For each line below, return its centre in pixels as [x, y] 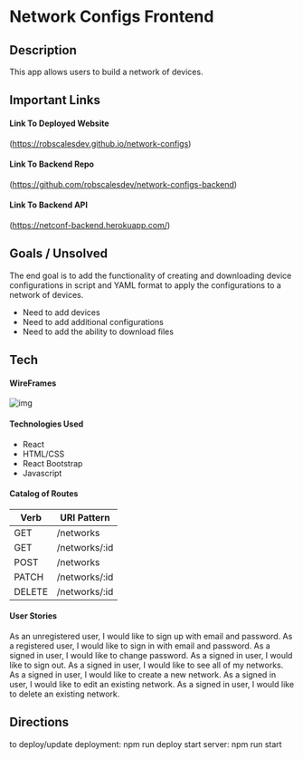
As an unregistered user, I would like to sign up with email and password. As [151, 637]
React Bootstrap [52, 463]
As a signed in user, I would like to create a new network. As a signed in [143, 675]
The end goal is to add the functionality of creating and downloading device [151, 275]
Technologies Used [47, 424]
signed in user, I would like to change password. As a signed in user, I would [151, 656]
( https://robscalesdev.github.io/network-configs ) [100, 143]
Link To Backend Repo [52, 164]
